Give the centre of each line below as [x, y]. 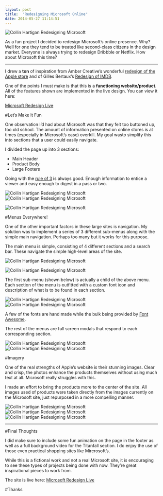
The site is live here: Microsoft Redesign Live [50, 480]
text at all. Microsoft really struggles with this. [50, 378]
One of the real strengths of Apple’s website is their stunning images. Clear [80, 367]
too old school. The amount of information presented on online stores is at [79, 130]
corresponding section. [28, 334]
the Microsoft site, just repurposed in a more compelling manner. [70, 397]
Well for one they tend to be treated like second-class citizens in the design [81, 47]
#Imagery [15, 358]
